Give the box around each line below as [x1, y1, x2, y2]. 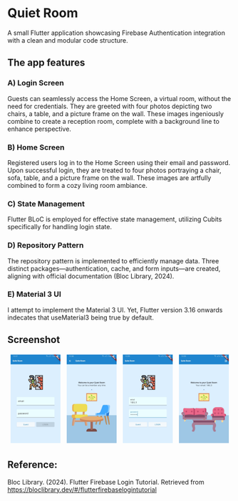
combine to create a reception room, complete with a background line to [7, 117, 219, 125]
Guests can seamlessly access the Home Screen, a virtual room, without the [7, 94, 232, 102]
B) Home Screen [7, 142, 65, 152]
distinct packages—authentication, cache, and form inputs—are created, [7, 264, 221, 273]
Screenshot [7, 334, 61, 346]
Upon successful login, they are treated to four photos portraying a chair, [7, 166, 222, 174]
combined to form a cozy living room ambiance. [7, 181, 148, 189]
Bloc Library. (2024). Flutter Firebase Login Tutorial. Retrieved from [7, 478, 205, 486]
